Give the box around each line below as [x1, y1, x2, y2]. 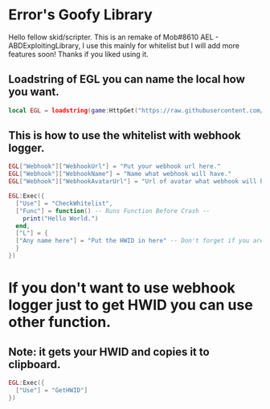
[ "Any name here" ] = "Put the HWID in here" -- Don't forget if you [15, 237, 250, 245]
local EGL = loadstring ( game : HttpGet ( [8, 106, 138, 114]
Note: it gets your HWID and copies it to [8, 345, 211, 358]
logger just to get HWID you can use [8, 296, 253, 314]
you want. [8, 85, 59, 99]
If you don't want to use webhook [8, 279, 235, 297]
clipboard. [8, 358, 61, 371]
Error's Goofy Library [8, 6, 153, 24]
